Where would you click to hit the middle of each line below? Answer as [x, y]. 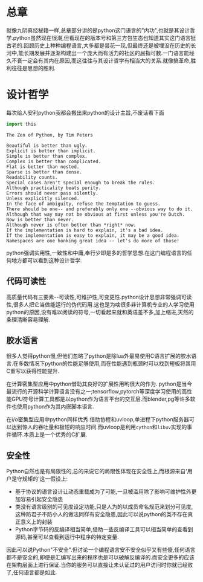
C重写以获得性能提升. [33, 371]
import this [21, 124]
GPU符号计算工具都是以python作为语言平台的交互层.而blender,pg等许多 [101, 399]
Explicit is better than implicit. [51, 151]
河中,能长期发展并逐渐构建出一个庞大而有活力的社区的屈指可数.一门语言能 [98, 53]
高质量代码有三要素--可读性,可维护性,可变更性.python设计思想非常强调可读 [99, 297]
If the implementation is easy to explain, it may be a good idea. [93, 235]
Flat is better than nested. [43, 167]
